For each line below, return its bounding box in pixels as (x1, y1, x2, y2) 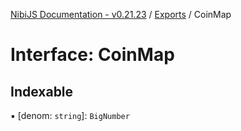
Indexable (10, 83, 74, 100)
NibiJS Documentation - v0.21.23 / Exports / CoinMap (10, 9, 232, 20)
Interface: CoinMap (10, 44, 175, 66)
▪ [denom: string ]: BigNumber (10, 110, 130, 121)
